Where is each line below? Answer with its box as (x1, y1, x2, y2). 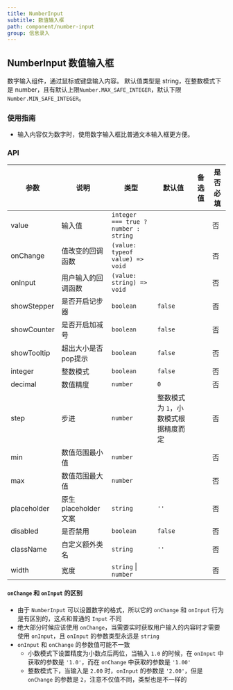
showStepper (10, 301, 54, 311)
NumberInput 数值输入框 (7, 57, 114, 69)
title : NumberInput (7, 10, 64, 17)
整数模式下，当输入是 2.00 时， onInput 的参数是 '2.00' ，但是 (27, 666, 203, 675)
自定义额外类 (61, 539, 103, 549)
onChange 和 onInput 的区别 (7, 589, 83, 598)
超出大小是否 (61, 343, 103, 353)
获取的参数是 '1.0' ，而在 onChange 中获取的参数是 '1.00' (27, 657, 191, 666)
